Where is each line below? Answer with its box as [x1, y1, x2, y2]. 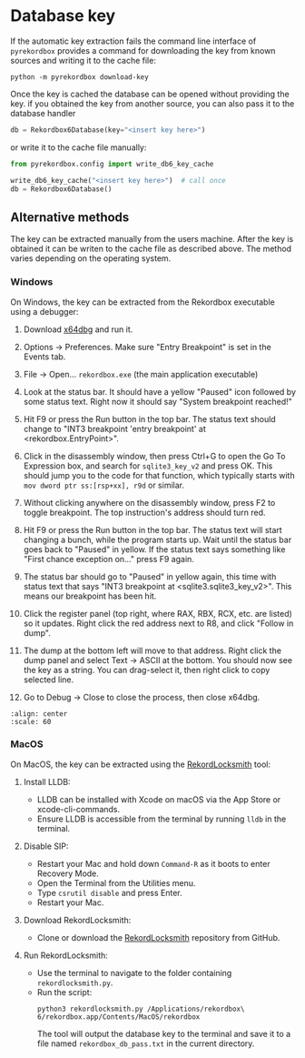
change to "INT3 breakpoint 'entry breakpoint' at [23, 423, 207, 434]
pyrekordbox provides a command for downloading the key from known [10, 45, 276, 55]
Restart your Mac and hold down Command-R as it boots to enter [36, 858, 271, 869]
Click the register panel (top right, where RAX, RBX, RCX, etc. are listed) [23, 608, 293, 619]
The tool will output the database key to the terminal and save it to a [36, 1028, 291, 1039]
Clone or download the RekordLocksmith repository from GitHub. [36, 932, 280, 942]
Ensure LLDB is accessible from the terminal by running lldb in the [36, 813, 287, 824]
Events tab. [23, 351, 66, 362]
